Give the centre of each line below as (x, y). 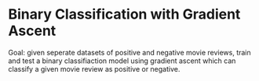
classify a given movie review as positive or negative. (94, 69)
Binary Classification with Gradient (124, 14)
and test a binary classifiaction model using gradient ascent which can (122, 61)
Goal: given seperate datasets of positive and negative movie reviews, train (129, 52)
